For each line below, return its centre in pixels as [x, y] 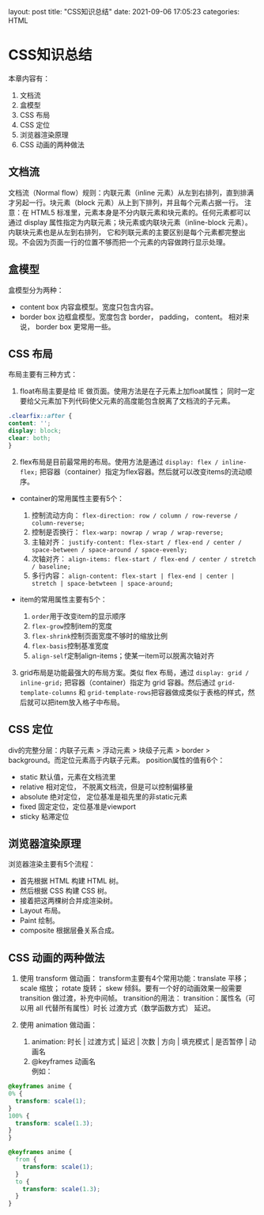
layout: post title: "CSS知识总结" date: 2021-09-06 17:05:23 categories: [124, 11]
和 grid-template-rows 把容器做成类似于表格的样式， [164, 692]
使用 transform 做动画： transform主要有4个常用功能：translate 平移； [134, 978]
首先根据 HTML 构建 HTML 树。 [71, 881]
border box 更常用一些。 [75, 326]
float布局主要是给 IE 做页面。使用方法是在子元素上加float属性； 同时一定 [137, 391]
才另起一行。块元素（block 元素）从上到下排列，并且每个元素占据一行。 [125, 202]
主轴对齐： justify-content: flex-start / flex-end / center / [137, 541]
